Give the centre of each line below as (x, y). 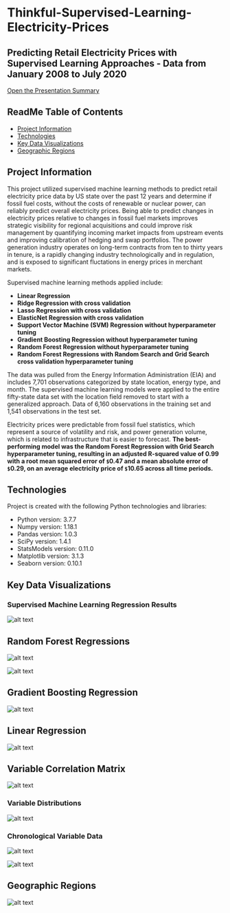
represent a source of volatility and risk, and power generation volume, (107, 431)
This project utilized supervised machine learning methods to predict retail (112, 189)
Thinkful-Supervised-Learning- (100, 13)
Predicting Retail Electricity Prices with (92, 53)
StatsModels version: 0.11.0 (55, 549)
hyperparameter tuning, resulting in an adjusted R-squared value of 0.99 (113, 453)
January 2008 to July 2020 (67, 74)
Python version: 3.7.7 (47, 519)
